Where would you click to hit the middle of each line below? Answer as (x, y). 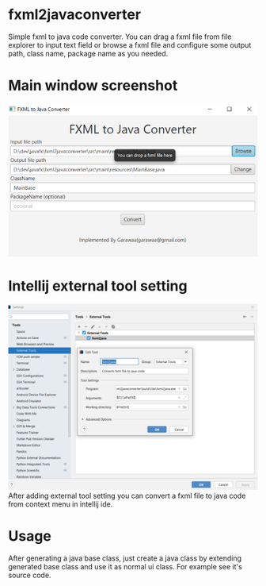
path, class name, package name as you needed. (88, 53)
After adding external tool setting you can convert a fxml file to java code (127, 496)
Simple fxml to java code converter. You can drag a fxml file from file (120, 37)
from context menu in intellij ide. (61, 504)
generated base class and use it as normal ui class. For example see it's (125, 567)
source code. (30, 575)
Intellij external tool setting (98, 286)
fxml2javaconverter (74, 15)
